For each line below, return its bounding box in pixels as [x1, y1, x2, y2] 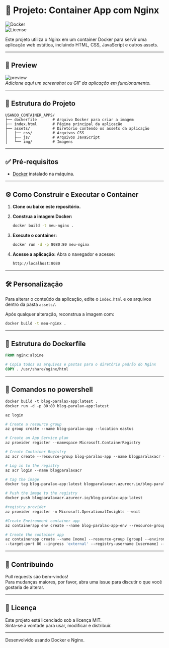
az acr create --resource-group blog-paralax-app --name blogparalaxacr [5, 454, 161, 459]
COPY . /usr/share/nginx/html [5, 367, 69, 372]
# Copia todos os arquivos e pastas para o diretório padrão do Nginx [5, 362, 156, 367]
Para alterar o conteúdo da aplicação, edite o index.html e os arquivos [5, 296, 151, 302]
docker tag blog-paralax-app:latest [5, 481, 82, 487]
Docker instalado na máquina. [12, 171, 74, 177]
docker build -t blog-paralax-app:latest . [5, 399, 98, 404]
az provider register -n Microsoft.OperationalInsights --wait [5, 509, 141, 514]
